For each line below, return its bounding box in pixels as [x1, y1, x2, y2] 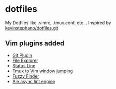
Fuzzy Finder [12, 73, 40, 79]
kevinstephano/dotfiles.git [5, 25, 58, 30]
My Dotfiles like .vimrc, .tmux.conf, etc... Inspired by [5, 20, 112, 26]
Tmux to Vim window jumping [12, 68, 73, 74]
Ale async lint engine [12, 78, 56, 84]
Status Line [12, 62, 36, 68]
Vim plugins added [5, 39, 64, 48]
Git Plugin [12, 52, 33, 58]
